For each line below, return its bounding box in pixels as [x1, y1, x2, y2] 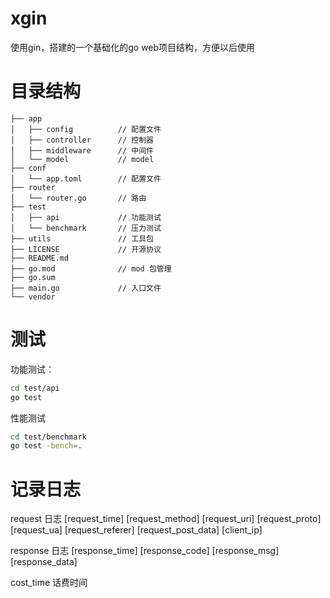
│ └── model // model [10, 154, 155, 164]
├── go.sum [10, 272, 56, 282]
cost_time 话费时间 [10, 577, 88, 589]
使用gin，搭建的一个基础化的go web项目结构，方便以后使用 [10, 41, 256, 53]
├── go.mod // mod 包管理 [10, 263, 172, 274]
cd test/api [10, 383, 60, 393]
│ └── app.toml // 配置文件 [10, 173, 162, 184]
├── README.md [10, 253, 70, 263]
